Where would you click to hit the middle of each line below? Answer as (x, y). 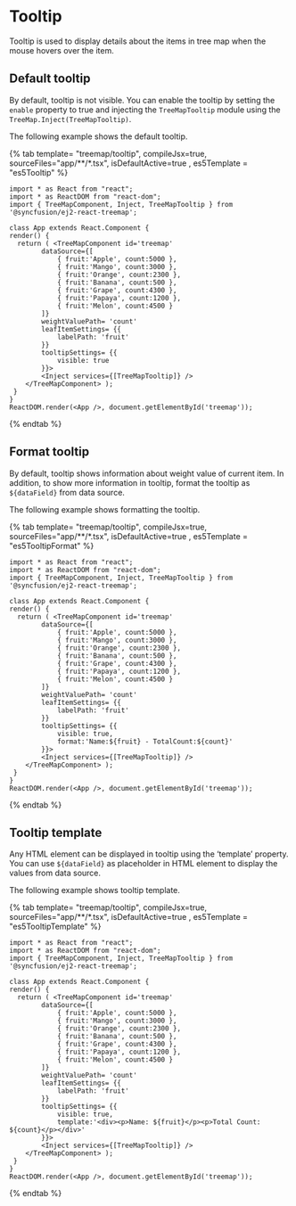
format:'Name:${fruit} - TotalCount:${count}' (145, 742)
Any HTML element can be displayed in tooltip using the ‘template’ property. (149, 854)
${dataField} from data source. (67, 492)
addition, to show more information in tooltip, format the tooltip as (130, 482)
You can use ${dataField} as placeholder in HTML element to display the (144, 864)
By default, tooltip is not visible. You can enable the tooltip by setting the (142, 100)
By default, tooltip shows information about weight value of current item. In (147, 473)
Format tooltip (49, 452)
